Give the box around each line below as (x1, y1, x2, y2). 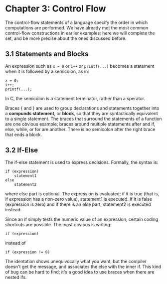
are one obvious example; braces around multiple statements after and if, (5, 121, 156, 127)
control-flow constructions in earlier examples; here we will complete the (5, 30, 156, 36)
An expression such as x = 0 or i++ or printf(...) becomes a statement (5, 63, 155, 69)
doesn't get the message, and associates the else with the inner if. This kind (5, 264, 161, 270)
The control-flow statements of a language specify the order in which (5, 19, 148, 25)
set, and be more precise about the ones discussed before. (5, 35, 127, 41)
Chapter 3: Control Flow (5, 3, 106, 14)
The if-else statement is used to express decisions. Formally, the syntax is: (5, 159, 159, 165)
